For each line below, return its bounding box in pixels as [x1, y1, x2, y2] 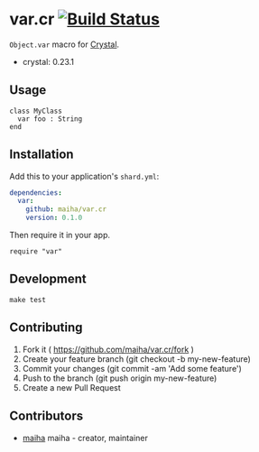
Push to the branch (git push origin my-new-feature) [22, 373, 217, 383]
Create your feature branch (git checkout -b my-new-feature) [22, 353, 251, 364]
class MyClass [9, 106, 63, 115]
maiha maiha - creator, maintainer [22, 432, 149, 443]
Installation [9, 147, 74, 162]
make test [9, 295, 47, 304]
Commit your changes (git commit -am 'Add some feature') [22, 363, 242, 374]
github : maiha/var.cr [25, 205, 106, 214]
